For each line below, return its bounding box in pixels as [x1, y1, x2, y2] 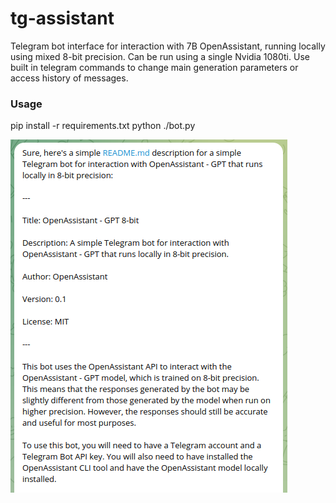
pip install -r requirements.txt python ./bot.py [10, 120, 196, 132]
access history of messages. [10, 72, 129, 84]
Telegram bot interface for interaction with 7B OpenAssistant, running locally [10, 40, 326, 52]
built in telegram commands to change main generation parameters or [10, 61, 299, 73]
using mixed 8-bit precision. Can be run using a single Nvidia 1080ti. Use [10, 50, 310, 62]
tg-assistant [10, 7, 115, 30]
